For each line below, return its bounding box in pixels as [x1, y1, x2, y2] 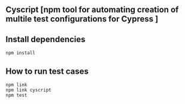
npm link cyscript [5, 87, 51, 93]
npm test [5, 92, 28, 99]
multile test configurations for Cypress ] [5, 14, 159, 24]
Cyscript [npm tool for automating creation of [5, 5, 179, 15]
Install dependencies [5, 34, 86, 44]
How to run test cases [5, 66, 89, 76]
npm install [5, 50, 35, 56]
